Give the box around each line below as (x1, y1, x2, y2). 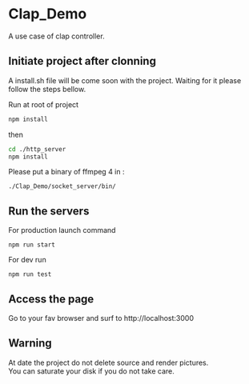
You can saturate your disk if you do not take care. (8, 366, 175, 376)
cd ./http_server (8, 145, 66, 153)
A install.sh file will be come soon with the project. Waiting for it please (8, 75, 242, 85)
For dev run (8, 255, 46, 265)
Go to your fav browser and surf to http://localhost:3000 (8, 314, 195, 322)
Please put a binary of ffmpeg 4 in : (8, 167, 126, 177)
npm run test (8, 270, 52, 278)
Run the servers (8, 204, 90, 218)
